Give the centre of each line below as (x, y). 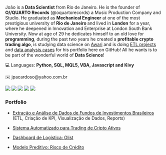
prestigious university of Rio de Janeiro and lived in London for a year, (78, 23)
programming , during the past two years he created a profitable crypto (79, 39)
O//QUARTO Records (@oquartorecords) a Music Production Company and (83, 12)
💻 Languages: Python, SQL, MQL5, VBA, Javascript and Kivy (69, 65)
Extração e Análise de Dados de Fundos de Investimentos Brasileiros (83, 113)
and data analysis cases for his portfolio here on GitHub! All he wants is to (81, 50)
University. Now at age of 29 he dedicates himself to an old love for (74, 34)
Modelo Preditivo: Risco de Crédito (48, 147)
